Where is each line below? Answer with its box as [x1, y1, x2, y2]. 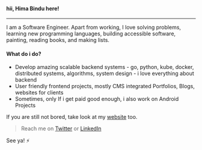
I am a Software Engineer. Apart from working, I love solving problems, [6, 24, 182, 31]
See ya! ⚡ [6, 137, 30, 144]
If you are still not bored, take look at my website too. [6, 113, 138, 121]
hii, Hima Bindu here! [6, 5, 60, 12]
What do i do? [6, 50, 41, 57]
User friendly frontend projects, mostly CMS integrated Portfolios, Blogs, [14, 83, 195, 90]
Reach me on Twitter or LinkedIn [20, 125, 102, 132]
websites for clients [14, 89, 64, 96]
